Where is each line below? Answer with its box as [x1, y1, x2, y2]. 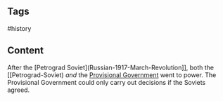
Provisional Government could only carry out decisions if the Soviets [7, 78, 206, 86]
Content [7, 45, 44, 57]
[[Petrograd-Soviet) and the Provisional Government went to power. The [7, 70, 217, 79]
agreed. [7, 86, 30, 94]
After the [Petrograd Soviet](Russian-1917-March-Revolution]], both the [7, 63, 215, 72]
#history [7, 24, 32, 32]
